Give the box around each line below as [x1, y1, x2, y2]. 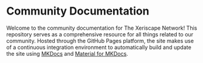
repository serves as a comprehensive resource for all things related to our [6, 30, 193, 38]
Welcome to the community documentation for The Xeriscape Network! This [6, 24, 198, 31]
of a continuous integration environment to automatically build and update [6, 44, 191, 51]
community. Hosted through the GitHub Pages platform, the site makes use [6, 37, 194, 44]
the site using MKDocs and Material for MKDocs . [6, 50, 129, 57]
